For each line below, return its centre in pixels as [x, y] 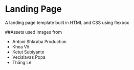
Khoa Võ [21, 47]
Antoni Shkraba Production [39, 41]
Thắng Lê [22, 62]
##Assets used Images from [33, 32]
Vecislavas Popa [29, 57]
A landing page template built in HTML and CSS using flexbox [67, 23]
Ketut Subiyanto [28, 52]
